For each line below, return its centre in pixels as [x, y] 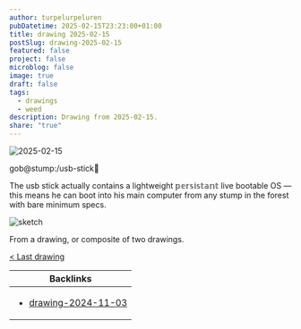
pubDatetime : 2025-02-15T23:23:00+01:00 [86, 26]
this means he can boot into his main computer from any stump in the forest [149, 195]
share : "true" [36, 126]
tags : [19, 92]
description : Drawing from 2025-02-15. [84, 117]
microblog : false [42, 68]
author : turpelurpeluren [56, 17]
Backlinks [70, 278]
